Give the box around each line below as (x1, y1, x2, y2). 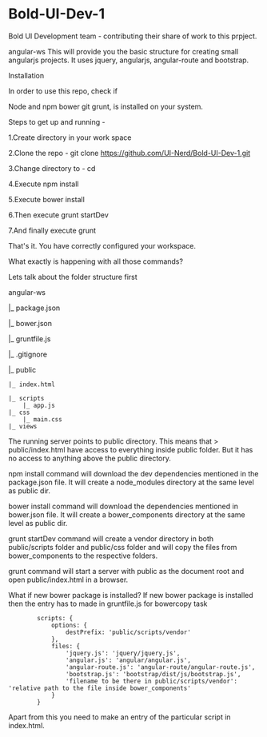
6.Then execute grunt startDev (8, 209, 110, 220)
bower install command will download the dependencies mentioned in (8, 501, 238, 511)
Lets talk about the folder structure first (8, 272, 137, 281)
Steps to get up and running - (8, 117, 106, 126)
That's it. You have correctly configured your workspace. (8, 241, 197, 250)
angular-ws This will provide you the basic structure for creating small (8, 46, 239, 56)
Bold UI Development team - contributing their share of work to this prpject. (8, 31, 257, 41)
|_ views (8, 422, 38, 430)
